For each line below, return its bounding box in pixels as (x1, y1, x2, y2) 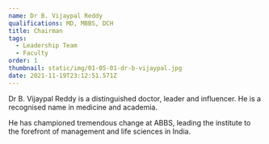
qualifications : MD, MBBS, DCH (8, 19, 114, 27)
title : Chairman (8, 27, 63, 35)
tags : (8, 34, 27, 43)
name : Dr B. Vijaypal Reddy (8, 11, 103, 20)
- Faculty (15, 49, 48, 57)
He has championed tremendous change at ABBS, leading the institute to (8, 117, 251, 127)
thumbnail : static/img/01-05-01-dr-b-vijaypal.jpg (8, 64, 183, 72)
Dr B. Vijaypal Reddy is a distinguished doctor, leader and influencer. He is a (8, 93, 261, 103)
